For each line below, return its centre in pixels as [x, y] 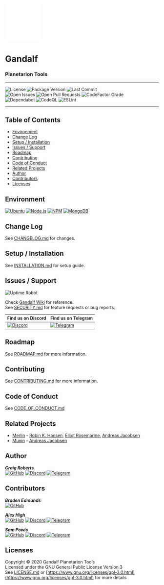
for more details [111, 578]
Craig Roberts [20, 468]
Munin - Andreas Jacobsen [40, 441]
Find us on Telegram [72, 318]
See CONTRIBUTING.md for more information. [52, 381]
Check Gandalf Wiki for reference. [40, 302]
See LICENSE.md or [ [26, 572]
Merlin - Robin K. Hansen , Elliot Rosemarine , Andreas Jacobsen [76, 436]
